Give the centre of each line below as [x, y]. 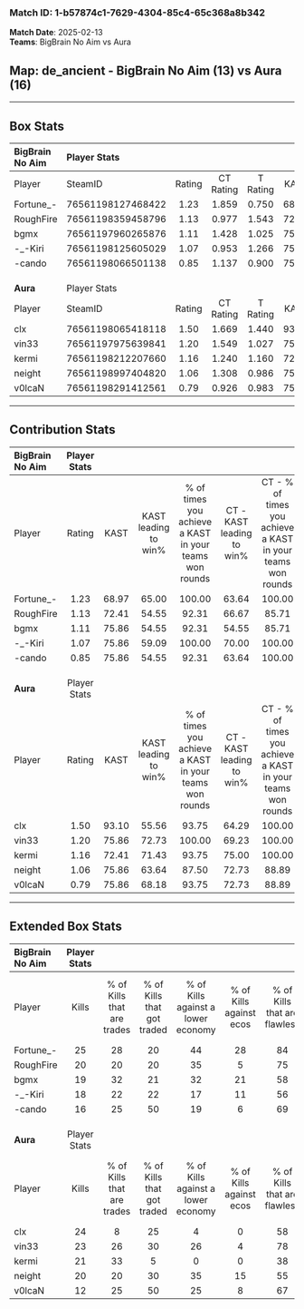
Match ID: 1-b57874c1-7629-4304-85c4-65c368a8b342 [137, 13]
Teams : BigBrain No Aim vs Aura [70, 42]
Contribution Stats [62, 430]
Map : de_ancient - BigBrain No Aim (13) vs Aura [146, 70]
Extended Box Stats [66, 927]
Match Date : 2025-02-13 [56, 33]
